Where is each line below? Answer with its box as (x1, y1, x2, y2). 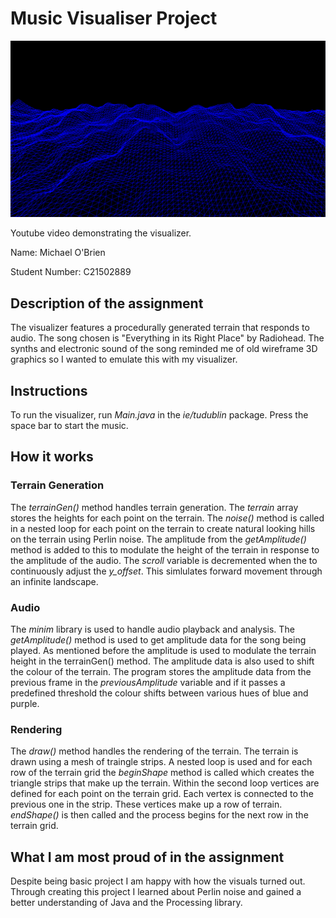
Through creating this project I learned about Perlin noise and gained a (10, 886, 302, 898)
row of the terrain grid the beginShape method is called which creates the (10, 767, 315, 779)
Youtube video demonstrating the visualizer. (10, 227, 192, 239)
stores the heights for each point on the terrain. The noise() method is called (10, 512, 325, 524)
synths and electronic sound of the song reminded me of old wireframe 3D (10, 343, 318, 355)
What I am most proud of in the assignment (10, 848, 285, 866)
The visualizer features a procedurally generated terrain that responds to (10, 322, 310, 334)
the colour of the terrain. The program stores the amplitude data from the (10, 666, 312, 678)
